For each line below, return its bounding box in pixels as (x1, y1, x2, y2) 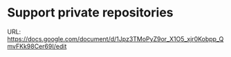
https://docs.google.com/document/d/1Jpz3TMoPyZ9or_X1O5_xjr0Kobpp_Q (7, 34, 224, 43)
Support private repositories (7, 5, 174, 21)
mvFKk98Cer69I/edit (7, 42, 67, 50)
